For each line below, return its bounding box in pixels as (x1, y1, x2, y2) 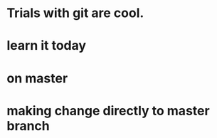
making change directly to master (6, 102, 211, 119)
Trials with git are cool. (6, 5, 144, 21)
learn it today (6, 38, 87, 54)
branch (6, 117, 51, 134)
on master (6, 70, 68, 86)
